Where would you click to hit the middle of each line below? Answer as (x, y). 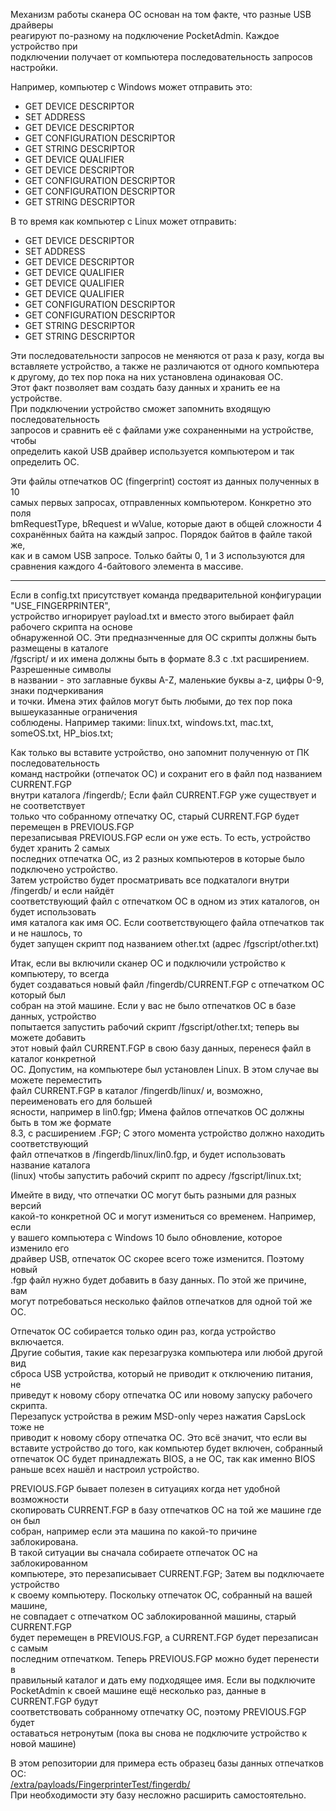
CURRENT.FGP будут (54, 1701)
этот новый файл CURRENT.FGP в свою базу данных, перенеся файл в (161, 1048)
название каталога (50, 1165)
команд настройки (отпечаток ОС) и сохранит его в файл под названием (166, 773)
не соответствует (48, 805)
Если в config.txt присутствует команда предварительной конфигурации (166, 595)
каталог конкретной (53, 1058)
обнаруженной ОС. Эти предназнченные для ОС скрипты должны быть (163, 637)
